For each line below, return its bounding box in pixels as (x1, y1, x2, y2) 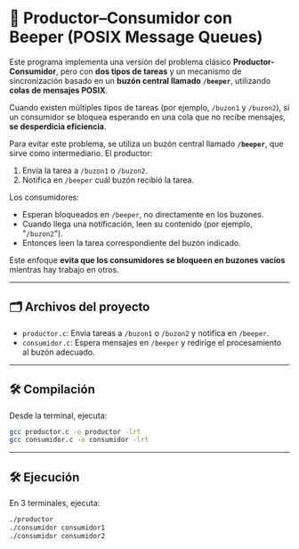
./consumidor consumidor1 (9, 523, 105, 532)
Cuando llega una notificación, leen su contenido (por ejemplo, (21, 218, 254, 229)
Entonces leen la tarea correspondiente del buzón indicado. (21, 237, 242, 248)
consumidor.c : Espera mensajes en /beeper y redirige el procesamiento (21, 337, 282, 348)
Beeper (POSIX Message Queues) (9, 27, 263, 47)
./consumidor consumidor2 (9, 531, 105, 540)
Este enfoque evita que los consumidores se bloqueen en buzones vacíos (9, 254, 286, 266)
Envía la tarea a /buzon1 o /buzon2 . (21, 165, 149, 176)
